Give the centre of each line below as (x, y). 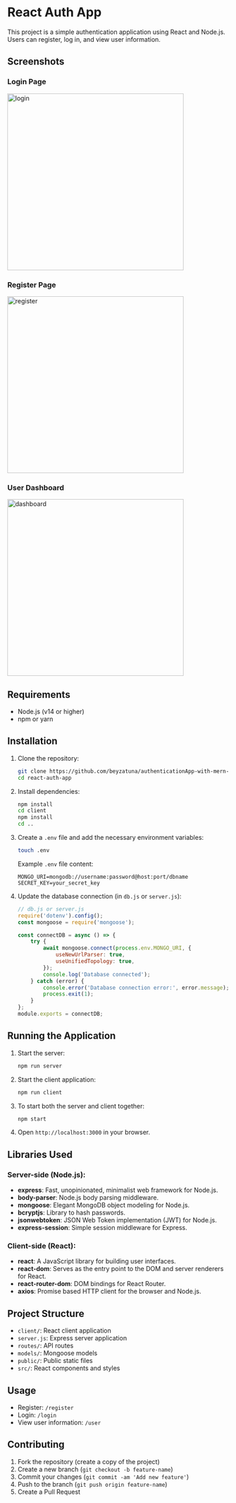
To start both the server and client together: (81, 1106)
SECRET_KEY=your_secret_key (58, 883)
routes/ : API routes (45, 1346)
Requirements (39, 695)
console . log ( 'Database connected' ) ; (97, 974)
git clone (32, 771)
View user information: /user (59, 1422)
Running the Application (62, 1036)
